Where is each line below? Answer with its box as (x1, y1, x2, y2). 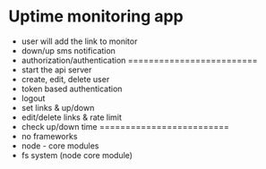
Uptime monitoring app (8, 6, 184, 27)
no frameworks (21, 131, 78, 141)
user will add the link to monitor (21, 36, 138, 46)
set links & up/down (21, 102, 95, 113)
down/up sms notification (21, 45, 116, 55)
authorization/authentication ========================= (21, 55, 258, 65)
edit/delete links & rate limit (21, 112, 123, 123)
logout (21, 92, 46, 104)
